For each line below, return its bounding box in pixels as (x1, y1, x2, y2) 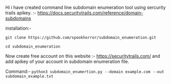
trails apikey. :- (5, 10, 37, 16)
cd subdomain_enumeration (5, 44, 60, 49)
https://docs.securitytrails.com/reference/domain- (37, 10, 143, 16)
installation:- (5, 25, 32, 31)
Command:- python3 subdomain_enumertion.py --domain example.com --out (5, 69, 164, 74)
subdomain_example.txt (5, 74, 54, 79)
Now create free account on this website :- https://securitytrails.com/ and (5, 53, 160, 59)
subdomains (5, 15, 32, 21)
